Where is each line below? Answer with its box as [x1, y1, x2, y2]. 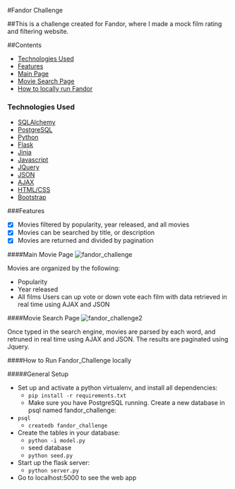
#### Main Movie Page [7, 250, 74, 259]
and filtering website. [7, 28, 69, 35]
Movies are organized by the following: [7, 264, 121, 272]
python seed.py [28, 452, 73, 459]
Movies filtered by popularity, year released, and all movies [17, 220, 190, 229]
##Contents [7, 41, 42, 49]
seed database [28, 444, 72, 452]
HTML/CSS [17, 186, 51, 194]
